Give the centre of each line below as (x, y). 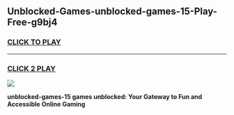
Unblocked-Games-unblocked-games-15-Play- (112, 11)
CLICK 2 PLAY (31, 68)
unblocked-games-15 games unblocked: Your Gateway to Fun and (105, 96)
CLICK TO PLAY (34, 43)
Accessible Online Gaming (46, 104)
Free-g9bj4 (32, 23)
